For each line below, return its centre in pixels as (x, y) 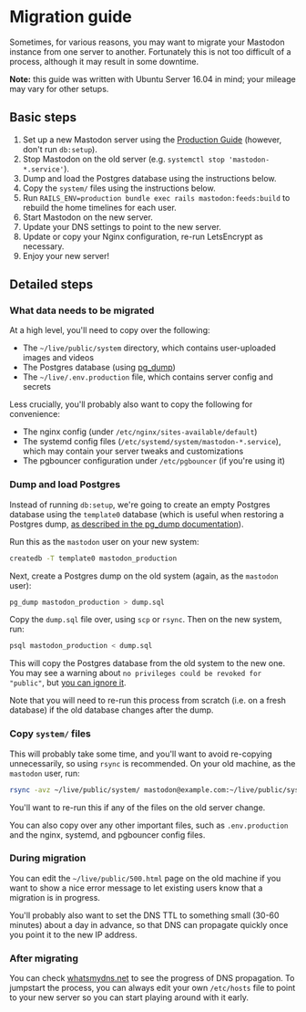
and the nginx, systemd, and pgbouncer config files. (107, 835)
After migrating (44, 958)
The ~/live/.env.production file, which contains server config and (148, 377)
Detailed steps (51, 285)
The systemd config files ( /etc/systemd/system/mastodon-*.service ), (152, 442)
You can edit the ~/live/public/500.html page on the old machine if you (145, 878)
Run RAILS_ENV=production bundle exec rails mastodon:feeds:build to (156, 197)
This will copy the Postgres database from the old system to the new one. (147, 663)
